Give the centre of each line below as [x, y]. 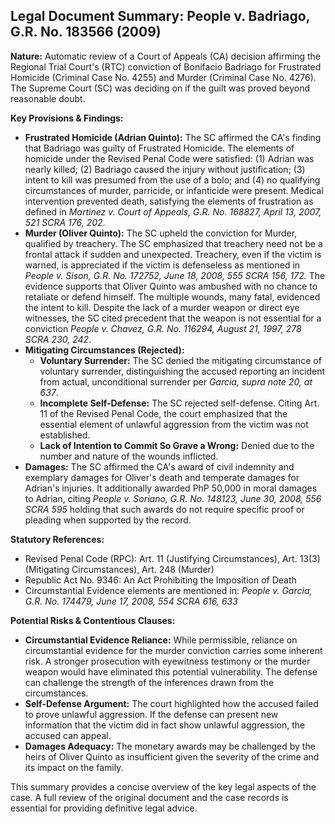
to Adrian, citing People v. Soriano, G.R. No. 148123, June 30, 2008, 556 [173, 498]
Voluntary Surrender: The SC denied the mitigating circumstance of [180, 360]
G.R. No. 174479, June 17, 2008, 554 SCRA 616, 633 [131, 601]
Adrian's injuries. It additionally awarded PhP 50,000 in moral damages [171, 488]
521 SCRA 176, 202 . [65, 222]
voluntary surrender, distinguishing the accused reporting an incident [182, 371]
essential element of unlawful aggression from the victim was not [174, 424]
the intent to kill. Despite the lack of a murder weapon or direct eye [162, 307]
